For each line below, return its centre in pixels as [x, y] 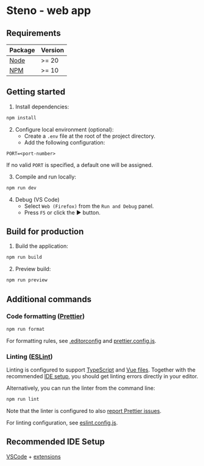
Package [22, 50]
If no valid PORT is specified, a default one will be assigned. [80, 164]
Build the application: [41, 246]
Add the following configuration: [65, 142]
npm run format [26, 329]
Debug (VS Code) [37, 199]
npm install [21, 118]
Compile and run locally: [46, 177]
